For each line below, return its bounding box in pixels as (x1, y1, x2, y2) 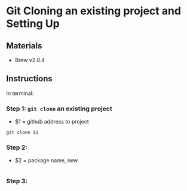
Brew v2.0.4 (14, 57, 45, 63)
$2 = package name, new (14, 157, 78, 164)
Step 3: (6, 177, 28, 186)
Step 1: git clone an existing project (6, 104, 112, 113)
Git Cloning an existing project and (6, 4, 181, 18)
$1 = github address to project (14, 118, 90, 125)
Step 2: (6, 143, 28, 152)
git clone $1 (6, 130, 39, 135)
